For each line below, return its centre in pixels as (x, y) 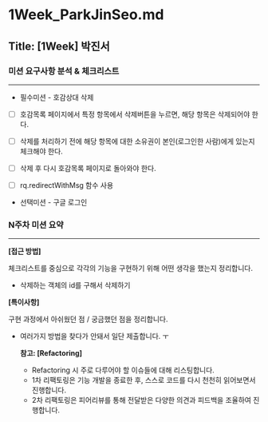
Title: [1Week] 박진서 (59, 46)
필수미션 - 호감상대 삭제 (57, 97)
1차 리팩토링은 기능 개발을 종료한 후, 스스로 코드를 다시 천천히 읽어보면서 (144, 380)
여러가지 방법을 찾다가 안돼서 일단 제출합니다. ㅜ (94, 336)
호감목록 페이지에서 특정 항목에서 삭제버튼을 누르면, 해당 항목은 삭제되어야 (135, 114)
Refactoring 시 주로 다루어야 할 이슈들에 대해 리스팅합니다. (123, 370)
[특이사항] (24, 302)
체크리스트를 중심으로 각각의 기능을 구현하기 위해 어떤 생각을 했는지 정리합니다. (131, 269)
